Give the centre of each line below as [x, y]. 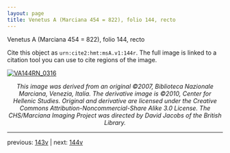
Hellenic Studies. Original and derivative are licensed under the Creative [115, 100]
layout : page [26, 13]
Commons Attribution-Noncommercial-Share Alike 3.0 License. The [115, 108]
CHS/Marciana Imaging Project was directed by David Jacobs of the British [115, 115]
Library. [115, 122]
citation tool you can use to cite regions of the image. [82, 59]
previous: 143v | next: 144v [45, 142]
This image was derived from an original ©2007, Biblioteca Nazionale [115, 86]
